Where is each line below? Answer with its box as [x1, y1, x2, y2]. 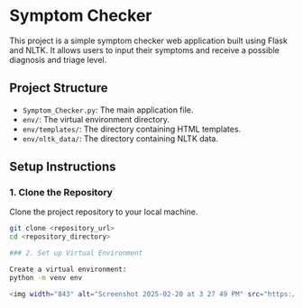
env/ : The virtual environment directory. [22, 113, 170, 124]
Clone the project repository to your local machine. [9, 206, 198, 217]
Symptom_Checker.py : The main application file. [22, 104, 194, 115]
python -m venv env [9, 273, 83, 282]
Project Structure [9, 80, 108, 95]
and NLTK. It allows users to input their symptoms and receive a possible [9, 44, 280, 55]
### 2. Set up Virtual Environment [9, 249, 143, 258]
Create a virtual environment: [9, 265, 127, 275]
